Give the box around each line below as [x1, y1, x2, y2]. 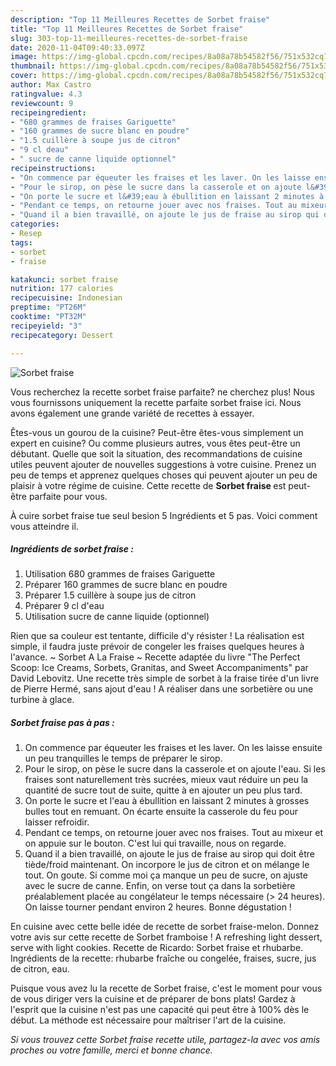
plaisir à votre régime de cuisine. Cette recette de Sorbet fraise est [10, 479, 287, 491]
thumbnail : [10, 61, 56, 71]
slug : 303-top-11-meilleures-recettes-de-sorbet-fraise [10, 33, 248, 43]
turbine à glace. [10, 694, 75, 706]
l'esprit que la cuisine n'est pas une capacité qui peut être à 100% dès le [10, 1004, 310, 1016]
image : [10, 52, 38, 62]
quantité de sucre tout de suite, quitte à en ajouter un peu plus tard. [24, 784, 303, 796]
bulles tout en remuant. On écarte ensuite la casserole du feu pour [24, 806, 298, 818]
